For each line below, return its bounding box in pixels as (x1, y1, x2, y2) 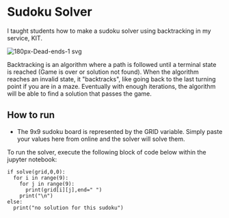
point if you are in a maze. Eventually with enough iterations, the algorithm (7, 82, 216, 90)
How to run (7, 109, 55, 121)
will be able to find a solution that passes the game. (7, 90, 152, 98)
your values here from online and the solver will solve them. (16, 135, 185, 143)
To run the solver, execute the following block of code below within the (7, 148, 206, 156)
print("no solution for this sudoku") (13, 204, 124, 211)
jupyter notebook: (7, 155, 57, 163)
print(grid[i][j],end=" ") (25, 186, 103, 193)
